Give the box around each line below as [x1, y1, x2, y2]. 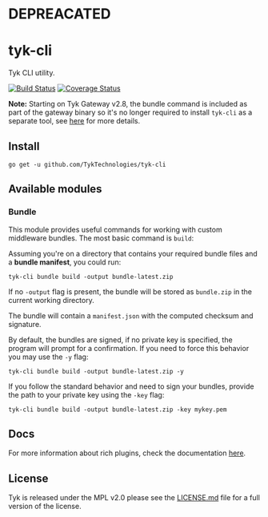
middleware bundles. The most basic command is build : [8, 233, 194, 243]
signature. [8, 319, 42, 329]
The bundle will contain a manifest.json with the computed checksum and [8, 310, 254, 321]
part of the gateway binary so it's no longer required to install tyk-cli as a [8, 107, 253, 117]
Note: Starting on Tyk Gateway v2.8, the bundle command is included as [8, 99, 248, 109]
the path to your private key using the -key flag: [8, 390, 165, 399]
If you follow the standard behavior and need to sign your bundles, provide [8, 382, 254, 391]
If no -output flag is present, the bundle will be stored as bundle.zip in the [8, 286, 253, 297]
